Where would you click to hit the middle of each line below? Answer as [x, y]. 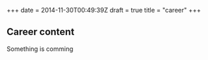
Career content [41, 32]
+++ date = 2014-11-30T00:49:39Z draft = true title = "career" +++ [104, 10]
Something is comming [40, 49]
